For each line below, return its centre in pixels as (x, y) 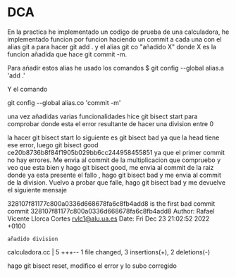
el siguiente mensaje (37, 190)
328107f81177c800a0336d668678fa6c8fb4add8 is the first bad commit (111, 203)
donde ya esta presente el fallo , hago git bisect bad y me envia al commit (114, 175)
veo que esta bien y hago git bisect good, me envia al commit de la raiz (111, 167)
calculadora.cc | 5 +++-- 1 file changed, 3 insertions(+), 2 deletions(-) (109, 252)
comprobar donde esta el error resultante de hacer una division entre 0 (111, 123)
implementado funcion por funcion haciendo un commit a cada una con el (114, 39)
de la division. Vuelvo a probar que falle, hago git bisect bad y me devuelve (117, 182)
